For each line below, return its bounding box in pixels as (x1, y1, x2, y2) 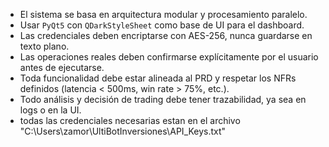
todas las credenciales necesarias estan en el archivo (19, 115, 241, 126)
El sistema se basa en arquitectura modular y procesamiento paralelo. (19, 9, 308, 20)
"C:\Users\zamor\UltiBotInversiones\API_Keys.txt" (19, 125, 227, 137)
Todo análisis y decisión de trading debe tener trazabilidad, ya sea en (19, 94, 307, 105)
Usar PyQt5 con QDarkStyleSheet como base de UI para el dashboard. (19, 19, 305, 31)
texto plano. (19, 40, 70, 52)
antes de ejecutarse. (19, 62, 105, 73)
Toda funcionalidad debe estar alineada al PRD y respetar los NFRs (19, 72, 297, 84)
